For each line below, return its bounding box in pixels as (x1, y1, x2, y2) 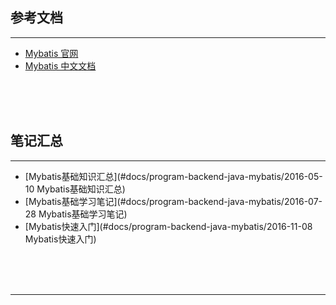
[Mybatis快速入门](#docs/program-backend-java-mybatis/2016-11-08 (24, 220, 313, 232)
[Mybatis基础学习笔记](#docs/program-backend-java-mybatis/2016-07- (24, 195, 323, 207)
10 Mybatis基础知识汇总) (24, 183, 126, 195)
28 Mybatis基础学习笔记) (24, 208, 128, 220)
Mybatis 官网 (24, 47, 79, 59)
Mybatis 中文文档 (24, 59, 97, 72)
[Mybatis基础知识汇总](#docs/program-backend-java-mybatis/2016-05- (24, 170, 323, 182)
